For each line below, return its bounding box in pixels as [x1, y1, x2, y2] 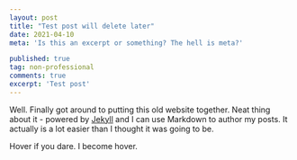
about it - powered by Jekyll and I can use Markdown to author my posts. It [9, 113, 288, 124]
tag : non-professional [9, 63, 94, 72]
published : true [9, 55, 70, 64]
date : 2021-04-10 [9, 30, 75, 39]
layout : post [9, 13, 58, 22]
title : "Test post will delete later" [9, 22, 155, 31]
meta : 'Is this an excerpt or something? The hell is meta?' [9, 38, 244, 48]
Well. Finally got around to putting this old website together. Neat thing [9, 104, 271, 115]
